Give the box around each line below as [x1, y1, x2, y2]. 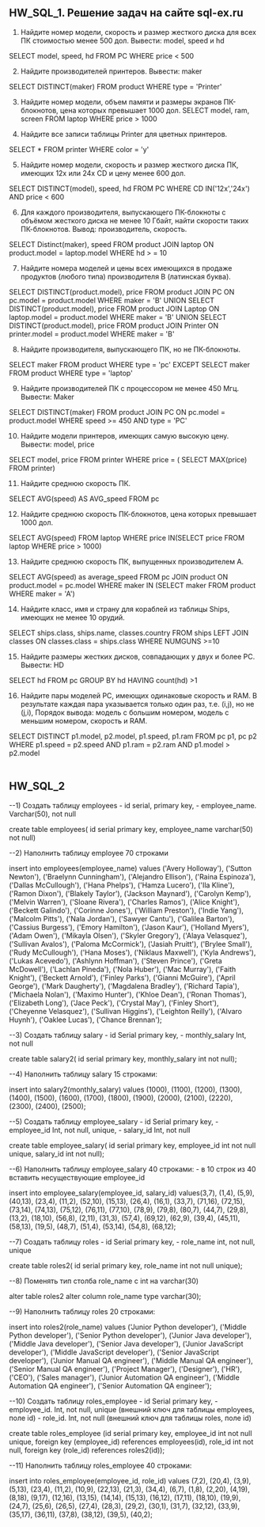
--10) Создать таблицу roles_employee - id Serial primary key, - [9, 1396, 218, 1406]
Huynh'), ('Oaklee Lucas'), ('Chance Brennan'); [9, 1015, 163, 1024]
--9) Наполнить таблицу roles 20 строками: [9, 1306, 156, 1316]
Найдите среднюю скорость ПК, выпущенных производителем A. [20, 556, 244, 566]
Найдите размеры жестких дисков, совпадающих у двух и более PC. [20, 651, 256, 661]
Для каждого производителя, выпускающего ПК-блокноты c [20, 207, 226, 217]
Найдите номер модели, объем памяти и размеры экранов [20, 97, 222, 106]
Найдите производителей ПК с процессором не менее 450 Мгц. [20, 383, 240, 393]
